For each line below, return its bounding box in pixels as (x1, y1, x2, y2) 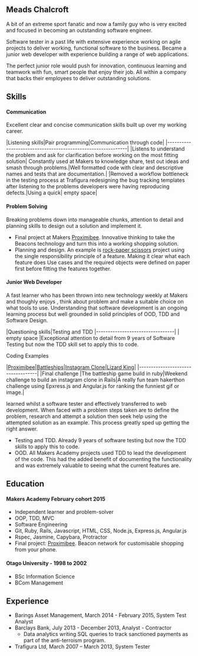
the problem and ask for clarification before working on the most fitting (6, 152, 179, 159)
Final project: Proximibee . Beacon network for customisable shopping (14, 540, 184, 547)
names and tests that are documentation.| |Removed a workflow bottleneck (6, 171, 189, 178)
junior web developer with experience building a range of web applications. (6, 50, 189, 58)
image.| (6, 389, 25, 396)
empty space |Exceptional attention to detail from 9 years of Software (6, 334, 175, 341)
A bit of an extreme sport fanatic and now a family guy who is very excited (6, 20, 187, 27)
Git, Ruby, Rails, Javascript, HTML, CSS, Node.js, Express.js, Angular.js (14, 527, 187, 534)
